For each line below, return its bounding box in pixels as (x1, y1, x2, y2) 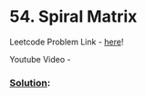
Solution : (9, 76, 51, 89)
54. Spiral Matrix (9, 6, 138, 27)
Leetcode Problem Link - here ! (9, 36, 124, 47)
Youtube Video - (9, 53, 71, 64)
